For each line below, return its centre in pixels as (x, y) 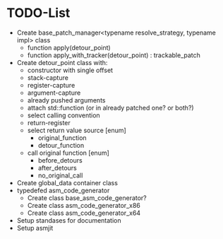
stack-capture (48, 77)
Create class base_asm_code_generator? (87, 198)
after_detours (57, 168)
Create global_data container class (67, 182)
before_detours (60, 160)
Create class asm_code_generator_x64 (84, 213)
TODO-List (38, 13)
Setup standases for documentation (69, 220)
